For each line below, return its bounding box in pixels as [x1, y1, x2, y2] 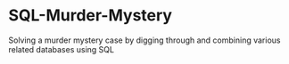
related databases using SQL [8, 44, 115, 54]
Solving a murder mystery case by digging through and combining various [8, 35, 281, 45]
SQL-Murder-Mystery [8, 5, 173, 26]
